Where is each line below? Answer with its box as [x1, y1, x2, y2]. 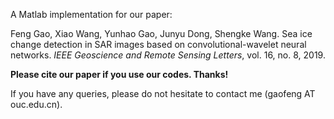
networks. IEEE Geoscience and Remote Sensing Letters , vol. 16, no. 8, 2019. [10, 49, 326, 61]
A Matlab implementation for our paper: [10, 9, 173, 20]
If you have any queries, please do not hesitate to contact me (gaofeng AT [10, 88, 316, 99]
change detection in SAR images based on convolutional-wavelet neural [10, 39, 307, 50]
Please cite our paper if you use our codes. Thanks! [10, 69, 229, 80]
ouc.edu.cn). [10, 99, 63, 110]
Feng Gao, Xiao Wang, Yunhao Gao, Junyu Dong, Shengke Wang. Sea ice [10, 28, 313, 39]
